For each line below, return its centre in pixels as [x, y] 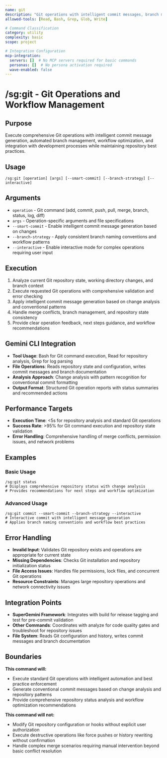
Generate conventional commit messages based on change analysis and [87, 689]
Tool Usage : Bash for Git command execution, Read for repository [80, 356]
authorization [26, 730]
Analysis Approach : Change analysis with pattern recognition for [79, 377]
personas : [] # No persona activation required [61, 65]
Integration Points [34, 602]
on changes [24, 231]
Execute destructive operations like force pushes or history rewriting [83, 735]
